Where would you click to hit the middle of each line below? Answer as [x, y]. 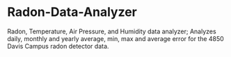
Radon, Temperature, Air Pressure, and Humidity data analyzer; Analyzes [112, 31]
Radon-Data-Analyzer [72, 12]
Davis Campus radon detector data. [58, 46]
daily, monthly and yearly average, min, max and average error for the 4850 [115, 38]
